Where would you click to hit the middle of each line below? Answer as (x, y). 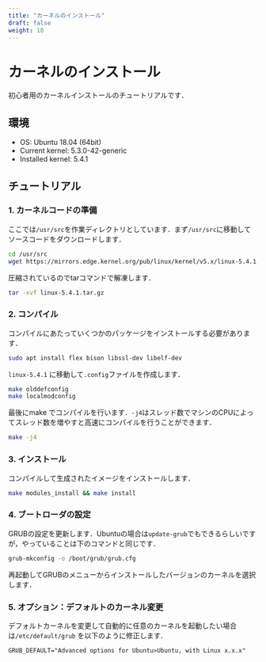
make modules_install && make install (72, 493)
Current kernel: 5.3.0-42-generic (73, 150)
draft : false (30, 23)
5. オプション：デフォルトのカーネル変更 (86, 607)
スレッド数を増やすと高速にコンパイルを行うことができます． (115, 422)
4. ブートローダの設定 (49, 515)
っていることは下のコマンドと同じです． (94, 543)
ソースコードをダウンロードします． (67, 239)
